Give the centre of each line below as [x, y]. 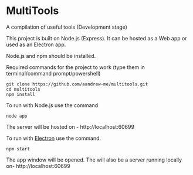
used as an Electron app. [36, 44]
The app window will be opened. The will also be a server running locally [94, 160]
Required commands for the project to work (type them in [76, 67]
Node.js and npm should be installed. [51, 56]
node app [17, 116]
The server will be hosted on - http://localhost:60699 [70, 126]
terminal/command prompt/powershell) [53, 73]
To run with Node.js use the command [52, 105]
